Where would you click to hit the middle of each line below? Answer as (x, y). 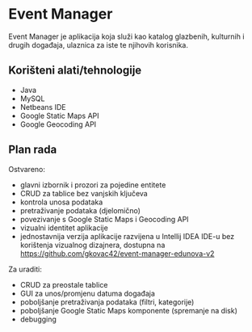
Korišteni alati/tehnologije (75, 71)
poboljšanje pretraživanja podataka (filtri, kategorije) (107, 302)
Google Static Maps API (59, 116)
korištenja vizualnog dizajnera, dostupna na (92, 245)
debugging (38, 319)
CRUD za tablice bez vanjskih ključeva (84, 193)
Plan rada (33, 150)
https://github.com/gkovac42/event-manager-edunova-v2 (117, 253)
